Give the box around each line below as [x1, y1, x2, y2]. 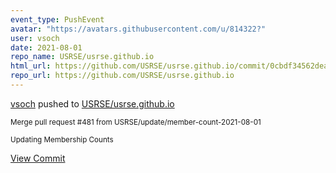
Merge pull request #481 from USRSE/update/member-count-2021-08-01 [10, 117, 262, 127]
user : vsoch [10, 33, 60, 43]
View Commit [10, 152, 66, 164]
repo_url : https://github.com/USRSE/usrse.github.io [10, 71, 235, 81]
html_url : [10, 61, 52, 71]
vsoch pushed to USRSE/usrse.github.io [10, 97, 175, 110]
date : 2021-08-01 [10, 42, 83, 53]
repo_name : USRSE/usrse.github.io [10, 52, 155, 62]
